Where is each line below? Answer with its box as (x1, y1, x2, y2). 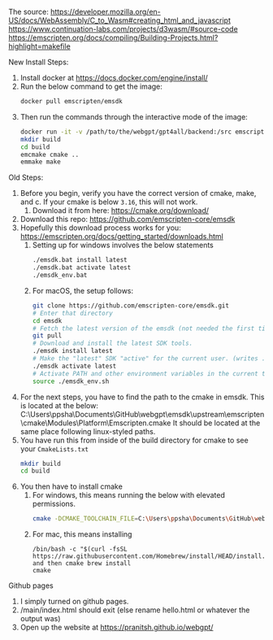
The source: (8, 7, 49, 16)
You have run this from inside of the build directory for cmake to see (19, 435, 249, 445)
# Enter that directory (32, 309, 114, 317)
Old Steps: (8, 172, 44, 182)
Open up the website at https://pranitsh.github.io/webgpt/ (19, 622, 214, 633)
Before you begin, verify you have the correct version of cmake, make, (19, 189, 257, 198)
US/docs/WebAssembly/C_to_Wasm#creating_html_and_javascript (8, 15, 232, 25)
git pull (32, 332, 63, 340)
